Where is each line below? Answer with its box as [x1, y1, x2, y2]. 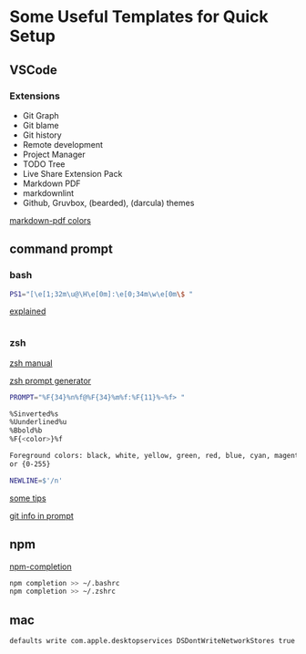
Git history [22, 130, 62, 140]
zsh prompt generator [9, 375, 92, 386]
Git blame [22, 119, 59, 130]
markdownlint [22, 187, 75, 198]
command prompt [9, 242, 114, 257]
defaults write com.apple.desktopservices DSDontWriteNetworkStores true [9, 637, 296, 646]
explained [9, 306, 46, 317]
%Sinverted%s [9, 409, 59, 419]
